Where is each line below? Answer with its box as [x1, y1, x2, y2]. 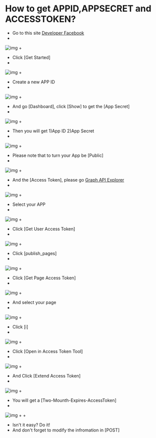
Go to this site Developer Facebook [12, 30, 84, 36]
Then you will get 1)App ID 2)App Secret [12, 127, 95, 134]
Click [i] [12, 323, 29, 330]
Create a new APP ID [12, 79, 55, 85]
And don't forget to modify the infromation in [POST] [12, 427, 120, 433]
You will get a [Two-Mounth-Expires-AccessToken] [12, 397, 117, 403]
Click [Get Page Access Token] [12, 275, 76, 281]
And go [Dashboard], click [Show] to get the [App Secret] [12, 103, 130, 109]
